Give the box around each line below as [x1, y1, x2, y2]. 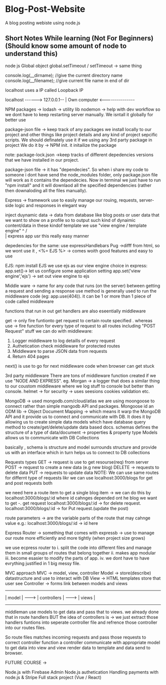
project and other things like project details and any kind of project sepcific [5, 131, 158, 137]
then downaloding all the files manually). [5, 187, 87, 193]
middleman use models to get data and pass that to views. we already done [5, 609, 159, 615]
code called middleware [5, 298, 54, 304]
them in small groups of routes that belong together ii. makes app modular [5, 550, 156, 556]
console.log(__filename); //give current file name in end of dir [5, 78, 129, 84]
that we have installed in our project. [5, 157, 79, 163]
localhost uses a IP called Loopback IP [5, 87, 83, 93]
